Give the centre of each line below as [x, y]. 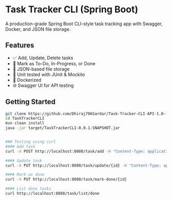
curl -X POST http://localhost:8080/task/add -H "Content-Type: [75, 151]
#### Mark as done [25, 175]
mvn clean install [25, 123]
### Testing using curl [31, 142]
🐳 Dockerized [27, 80]
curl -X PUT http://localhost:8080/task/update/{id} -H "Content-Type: [83, 166]
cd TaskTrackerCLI [25, 118]
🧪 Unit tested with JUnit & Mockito [49, 74]
